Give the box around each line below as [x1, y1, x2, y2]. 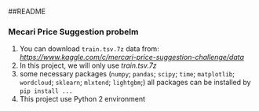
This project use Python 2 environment [19, 94, 146, 104]
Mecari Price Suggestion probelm [8, 26, 139, 37]
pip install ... [19, 87, 73, 95]
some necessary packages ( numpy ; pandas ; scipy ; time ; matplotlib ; [19, 69, 235, 79]
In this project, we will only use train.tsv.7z [19, 61, 157, 70]
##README [8, 7, 46, 16]
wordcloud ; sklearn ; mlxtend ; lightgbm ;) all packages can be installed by [19, 78, 251, 87]
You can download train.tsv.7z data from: [19, 44, 159, 54]
